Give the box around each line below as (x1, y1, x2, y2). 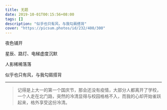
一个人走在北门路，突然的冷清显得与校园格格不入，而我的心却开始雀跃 (17, 93, 162, 100)
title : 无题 (5, 7, 28, 12)
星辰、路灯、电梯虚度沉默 (5, 51, 58, 57)
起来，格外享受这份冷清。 (17, 100, 70, 106)
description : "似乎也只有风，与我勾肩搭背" (5, 21, 87, 26)
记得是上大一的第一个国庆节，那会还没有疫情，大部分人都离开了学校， (17, 87, 162, 93)
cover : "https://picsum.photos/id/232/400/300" (5, 26, 106, 31)
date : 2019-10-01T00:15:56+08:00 (5, 12, 75, 17)
